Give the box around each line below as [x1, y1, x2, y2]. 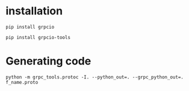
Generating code [5, 54, 91, 68]
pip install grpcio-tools [5, 34, 70, 40]
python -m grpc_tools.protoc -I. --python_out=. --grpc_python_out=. [5, 74, 184, 80]
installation [5, 4, 63, 18]
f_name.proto [5, 79, 39, 85]
